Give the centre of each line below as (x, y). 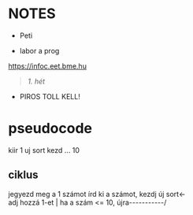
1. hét (36, 81)
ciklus (23, 175)
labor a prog (39, 50)
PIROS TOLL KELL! (50, 96)
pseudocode (50, 129)
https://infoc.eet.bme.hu (47, 66)
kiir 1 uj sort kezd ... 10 (44, 150)
